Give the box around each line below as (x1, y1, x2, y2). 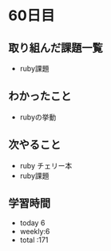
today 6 (19, 218, 46, 228)
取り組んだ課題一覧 (8, 41, 103, 55)
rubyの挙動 (19, 112, 57, 122)
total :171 (19, 235, 49, 245)
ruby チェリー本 (19, 160, 73, 170)
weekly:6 (19, 227, 50, 237)
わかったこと (8, 89, 72, 103)
